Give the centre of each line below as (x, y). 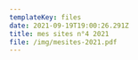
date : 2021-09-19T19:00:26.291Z (69, 26)
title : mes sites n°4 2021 (59, 34)
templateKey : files (45, 17)
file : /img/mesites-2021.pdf (63, 42)
